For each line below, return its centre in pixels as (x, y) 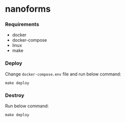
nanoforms (28, 9)
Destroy (15, 95)
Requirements (22, 24)
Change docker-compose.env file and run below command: (63, 74)
